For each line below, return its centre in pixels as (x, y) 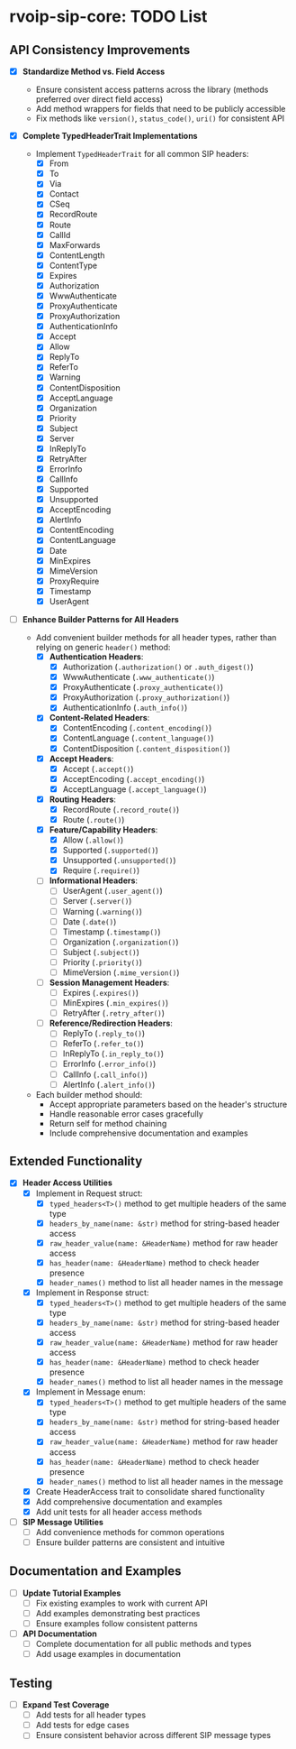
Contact (64, 194)
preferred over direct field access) (99, 99)
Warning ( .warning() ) (102, 911)
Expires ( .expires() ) (101, 993)
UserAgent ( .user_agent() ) (113, 891)
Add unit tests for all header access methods (119, 1512)
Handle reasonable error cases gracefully (126, 1114)
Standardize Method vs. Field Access (94, 71)
